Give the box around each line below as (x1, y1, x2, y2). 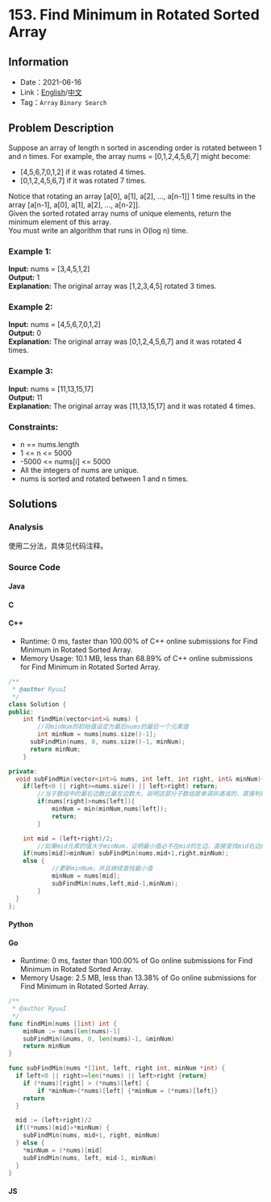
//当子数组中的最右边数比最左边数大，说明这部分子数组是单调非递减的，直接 (37, 789, 255, 798)
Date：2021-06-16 (19, 77, 82, 86)
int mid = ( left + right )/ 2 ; (23, 834, 114, 843)
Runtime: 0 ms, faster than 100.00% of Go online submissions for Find (19, 956, 253, 965)
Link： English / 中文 (19, 87, 82, 97)
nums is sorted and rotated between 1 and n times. (19, 474, 189, 484)
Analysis (8, 521, 44, 533)
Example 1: (8, 245, 52, 257)
